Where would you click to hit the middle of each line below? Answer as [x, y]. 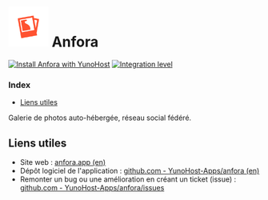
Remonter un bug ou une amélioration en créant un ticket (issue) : [128, 179]
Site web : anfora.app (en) [63, 162]
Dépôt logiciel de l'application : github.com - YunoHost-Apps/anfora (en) [140, 171]
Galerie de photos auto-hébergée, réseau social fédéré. [100, 118]
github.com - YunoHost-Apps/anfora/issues [92, 188]
